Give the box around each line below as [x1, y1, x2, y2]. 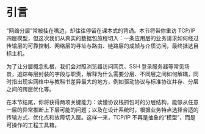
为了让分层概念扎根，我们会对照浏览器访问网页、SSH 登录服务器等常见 [6, 62, 185, 70]
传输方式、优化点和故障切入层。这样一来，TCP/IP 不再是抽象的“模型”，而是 [6, 113, 196, 121]
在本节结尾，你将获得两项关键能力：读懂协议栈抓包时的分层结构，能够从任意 [6, 98, 199, 105]
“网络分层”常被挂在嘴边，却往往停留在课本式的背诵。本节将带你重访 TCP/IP [6, 27, 196, 34]
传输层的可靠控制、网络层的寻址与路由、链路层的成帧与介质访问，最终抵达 [6, 42, 193, 49]
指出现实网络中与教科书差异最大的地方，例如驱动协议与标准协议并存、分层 [11, 77, 199, 85]
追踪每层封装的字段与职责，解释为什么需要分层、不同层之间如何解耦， [16, 70, 193, 77]
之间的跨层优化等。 [6, 85, 55, 93]
